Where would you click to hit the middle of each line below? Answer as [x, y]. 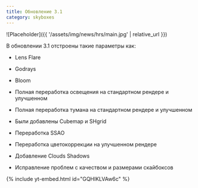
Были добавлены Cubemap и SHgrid [61, 121]
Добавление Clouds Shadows [52, 156]
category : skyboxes [30, 17]
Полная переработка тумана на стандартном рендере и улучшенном [103, 109]
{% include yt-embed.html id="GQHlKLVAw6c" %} [68, 178]
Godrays [25, 68]
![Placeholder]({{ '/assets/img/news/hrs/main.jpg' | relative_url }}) [87, 34]
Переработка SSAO [40, 133]
